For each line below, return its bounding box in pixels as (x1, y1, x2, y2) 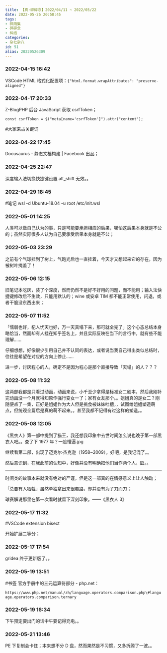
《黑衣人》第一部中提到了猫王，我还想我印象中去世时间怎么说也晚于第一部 (5, 432, 158, 438)
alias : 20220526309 (5, 49, 46, 54)
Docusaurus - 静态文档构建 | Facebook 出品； (5, 151, 99, 157)
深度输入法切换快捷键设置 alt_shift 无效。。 (5, 175, 91, 181)
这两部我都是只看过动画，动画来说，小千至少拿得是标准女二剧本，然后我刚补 (5, 389, 162, 395)
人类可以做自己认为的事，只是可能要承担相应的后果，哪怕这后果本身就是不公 (5, 225, 162, 231)
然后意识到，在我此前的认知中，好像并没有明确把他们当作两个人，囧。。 (5, 460, 151, 466)
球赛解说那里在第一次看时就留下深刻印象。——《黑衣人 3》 (5, 496, 127, 502)
